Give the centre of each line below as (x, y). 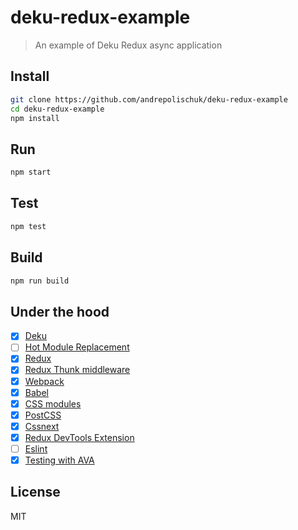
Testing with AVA (59, 460)
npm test (28, 226)
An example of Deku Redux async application (128, 45)
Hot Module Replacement (77, 347)
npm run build (40, 281)
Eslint (36, 448)
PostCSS (43, 415)
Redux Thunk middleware (77, 370)
